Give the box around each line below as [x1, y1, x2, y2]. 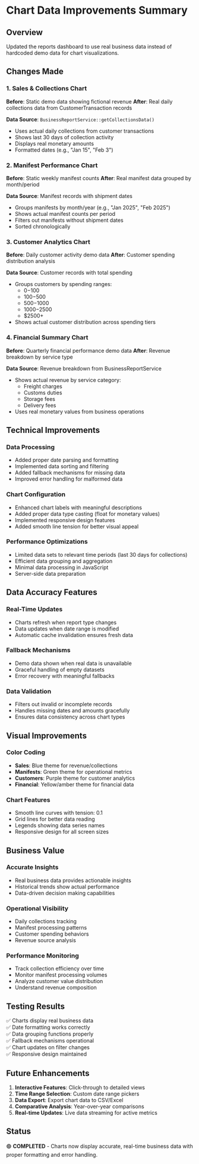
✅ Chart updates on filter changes [6, 1044, 90, 1051]
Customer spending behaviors [14, 930, 89, 937]
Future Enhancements [6, 1068, 90, 1078]
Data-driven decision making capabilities [14, 889, 115, 896]
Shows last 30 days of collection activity [14, 133, 114, 140]
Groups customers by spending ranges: [14, 281, 112, 288]
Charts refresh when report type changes [14, 619, 117, 626]
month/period [6, 181, 40, 188]
